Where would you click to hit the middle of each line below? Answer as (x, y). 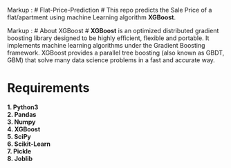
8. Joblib (20, 158)
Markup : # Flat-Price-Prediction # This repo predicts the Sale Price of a (110, 10)
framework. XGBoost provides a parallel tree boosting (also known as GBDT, (116, 53)
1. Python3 (23, 107)
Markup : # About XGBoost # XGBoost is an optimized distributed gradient (113, 31)
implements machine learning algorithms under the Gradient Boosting (106, 45)
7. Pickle (19, 151)
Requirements (48, 88)
